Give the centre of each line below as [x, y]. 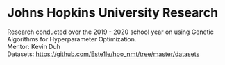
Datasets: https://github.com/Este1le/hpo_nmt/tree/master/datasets [103, 54]
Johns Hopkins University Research [113, 13]
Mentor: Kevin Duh [34, 46]
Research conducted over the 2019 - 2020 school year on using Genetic [110, 32]
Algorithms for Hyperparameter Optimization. [72, 39]
